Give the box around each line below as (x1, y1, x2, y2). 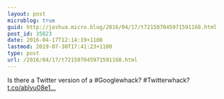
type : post (7, 50, 40, 57)
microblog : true (7, 17, 55, 24)
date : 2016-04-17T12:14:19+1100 (7, 37, 103, 44)
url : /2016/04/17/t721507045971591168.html (7, 57, 138, 64)
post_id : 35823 (7, 30, 52, 37)
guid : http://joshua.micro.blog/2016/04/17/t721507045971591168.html (7, 23, 218, 30)
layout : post (7, 10, 46, 18)
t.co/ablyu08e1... (7, 83, 57, 92)
